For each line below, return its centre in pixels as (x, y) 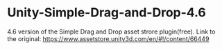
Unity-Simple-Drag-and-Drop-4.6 (107, 13)
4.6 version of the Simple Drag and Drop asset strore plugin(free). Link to (111, 32)
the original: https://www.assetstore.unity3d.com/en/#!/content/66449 (108, 38)
